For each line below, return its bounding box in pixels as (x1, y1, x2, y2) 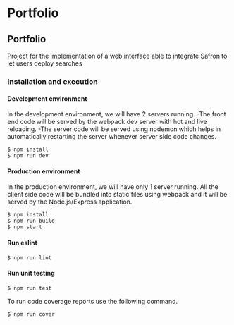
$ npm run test (7, 284, 52, 292)
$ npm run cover (7, 310, 55, 318)
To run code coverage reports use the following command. (7, 297, 178, 305)
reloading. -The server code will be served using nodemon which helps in (7, 125, 221, 133)
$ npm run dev (7, 152, 49, 159)
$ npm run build (7, 217, 55, 225)
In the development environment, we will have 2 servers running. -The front (7, 110, 227, 118)
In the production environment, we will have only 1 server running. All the (7, 183, 218, 191)
